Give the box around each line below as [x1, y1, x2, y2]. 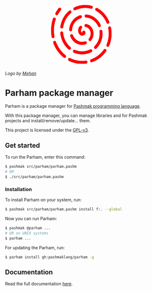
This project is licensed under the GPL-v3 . [5, 127, 89, 133]
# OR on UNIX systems [5, 230, 49, 236]
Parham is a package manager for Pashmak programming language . [5, 103, 141, 109]
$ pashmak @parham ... [5, 226, 51, 231]
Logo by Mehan [5, 70, 37, 76]
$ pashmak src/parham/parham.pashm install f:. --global [5, 207, 122, 212]
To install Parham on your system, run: [5, 197, 82, 203]
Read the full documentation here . [5, 281, 73, 287]
